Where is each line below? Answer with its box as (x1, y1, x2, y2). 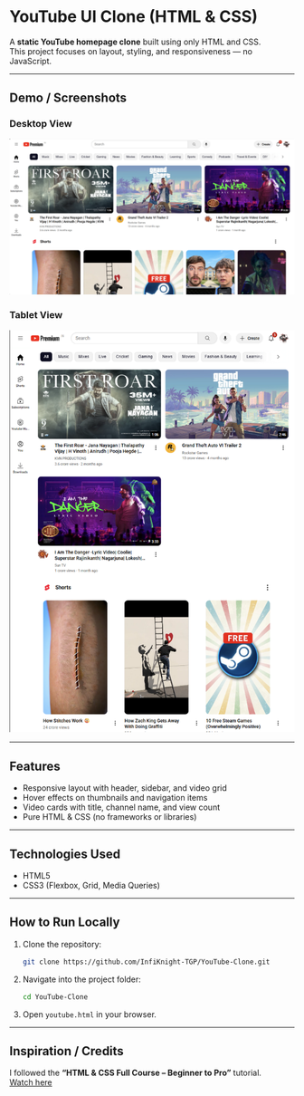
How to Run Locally (9, 915, 120, 930)
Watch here (9, 1077, 52, 1088)
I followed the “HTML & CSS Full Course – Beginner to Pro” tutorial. (9, 1067, 262, 1079)
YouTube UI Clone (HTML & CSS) (9, 6, 258, 27)
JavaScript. (9, 55, 52, 66)
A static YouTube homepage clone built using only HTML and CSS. (9, 36, 261, 47)
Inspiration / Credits (9, 1043, 124, 1059)
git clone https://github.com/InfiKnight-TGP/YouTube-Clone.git (22, 957, 271, 966)
